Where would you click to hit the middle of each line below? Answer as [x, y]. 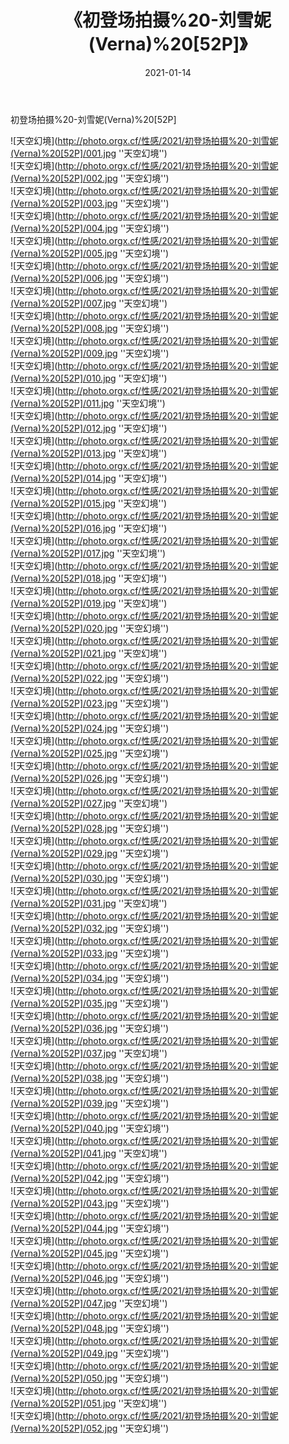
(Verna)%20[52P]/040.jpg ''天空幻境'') [90, 1128]
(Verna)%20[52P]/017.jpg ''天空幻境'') [88, 553]
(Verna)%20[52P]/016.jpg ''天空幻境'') [89, 528]
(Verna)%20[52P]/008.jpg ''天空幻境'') [90, 328]
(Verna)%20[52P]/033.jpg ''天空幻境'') [90, 953]
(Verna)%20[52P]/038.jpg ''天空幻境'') [90, 1078]
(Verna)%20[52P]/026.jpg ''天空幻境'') [90, 778]
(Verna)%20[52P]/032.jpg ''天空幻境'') [90, 928]
